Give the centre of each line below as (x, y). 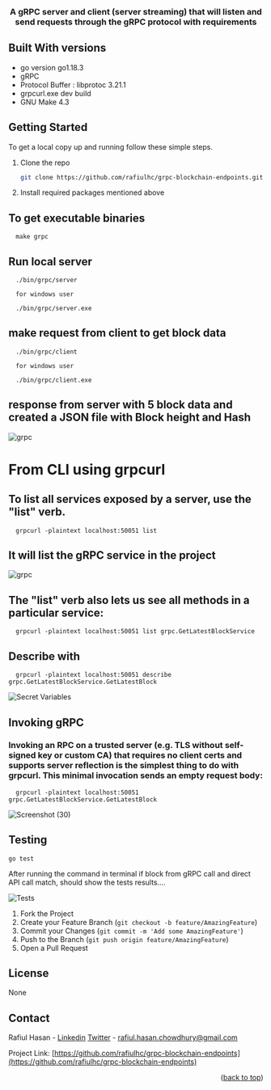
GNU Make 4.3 (44, 102)
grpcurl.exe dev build (55, 93)
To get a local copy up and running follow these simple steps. (110, 146)
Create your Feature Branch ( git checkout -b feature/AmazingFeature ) (139, 922)
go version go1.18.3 (52, 67)
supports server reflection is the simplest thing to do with (124, 766)
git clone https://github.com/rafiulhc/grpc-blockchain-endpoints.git (142, 177)
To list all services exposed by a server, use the (130, 499)
